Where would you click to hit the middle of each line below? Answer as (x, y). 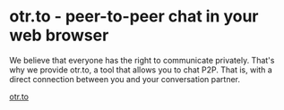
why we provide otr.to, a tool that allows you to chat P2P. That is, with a (141, 70)
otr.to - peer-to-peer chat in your (134, 17)
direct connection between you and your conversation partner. (125, 79)
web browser (59, 35)
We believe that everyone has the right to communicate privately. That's (142, 60)
